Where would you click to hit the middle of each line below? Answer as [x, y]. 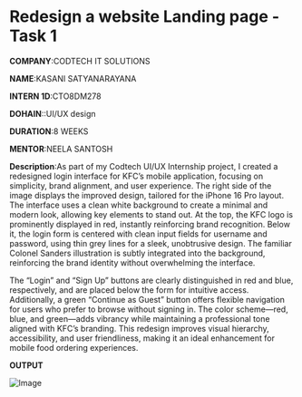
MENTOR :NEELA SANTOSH [61, 149]
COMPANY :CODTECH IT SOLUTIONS [80, 61]
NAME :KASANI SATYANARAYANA [73, 78]
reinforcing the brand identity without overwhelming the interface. [132, 262]
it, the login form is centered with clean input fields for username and [138, 234]
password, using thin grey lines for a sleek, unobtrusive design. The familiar [151, 243]
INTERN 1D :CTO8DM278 [55, 96]
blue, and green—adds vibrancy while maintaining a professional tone [140, 318]
